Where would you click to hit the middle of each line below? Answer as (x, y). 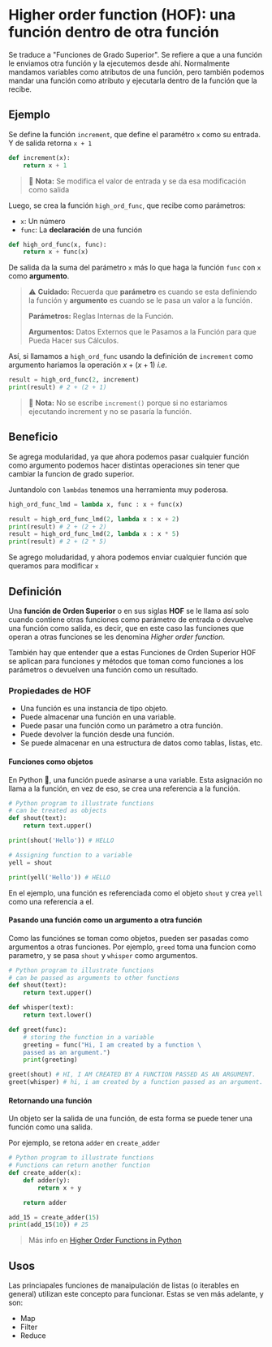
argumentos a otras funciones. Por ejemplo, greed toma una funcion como (132, 947)
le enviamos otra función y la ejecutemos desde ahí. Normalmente (119, 63)
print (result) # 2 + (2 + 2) (58, 527)
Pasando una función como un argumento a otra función (106, 920)
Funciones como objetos (51, 762)
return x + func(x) (56, 252)
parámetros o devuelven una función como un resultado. (104, 670)
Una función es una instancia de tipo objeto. (94, 709)
